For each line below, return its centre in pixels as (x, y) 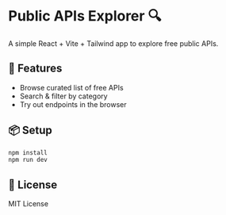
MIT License (29, 204)
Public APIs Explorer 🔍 (85, 16)
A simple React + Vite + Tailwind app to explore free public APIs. (113, 43)
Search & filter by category (64, 96)
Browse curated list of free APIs (72, 87)
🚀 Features (35, 69)
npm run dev (28, 160)
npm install (28, 152)
